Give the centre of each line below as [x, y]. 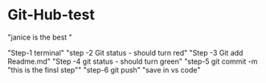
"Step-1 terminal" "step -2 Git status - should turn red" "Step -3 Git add [125, 52]
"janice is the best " [40, 37]
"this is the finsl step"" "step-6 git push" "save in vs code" [104, 69]
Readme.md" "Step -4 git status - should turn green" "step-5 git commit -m [133, 61]
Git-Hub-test [51, 15]
